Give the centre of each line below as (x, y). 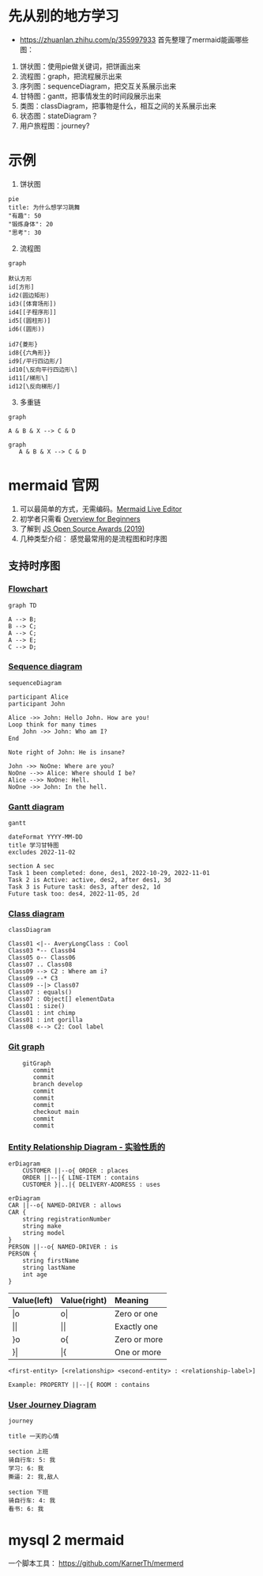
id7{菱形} (23, 344)
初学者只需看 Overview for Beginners (80, 518)
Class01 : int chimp (42, 1013)
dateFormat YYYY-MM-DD (45, 837)
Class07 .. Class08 (40, 965)
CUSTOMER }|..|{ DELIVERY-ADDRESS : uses (91, 1184)
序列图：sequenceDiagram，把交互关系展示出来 (98, 86)
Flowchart (28, 589)
